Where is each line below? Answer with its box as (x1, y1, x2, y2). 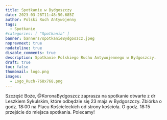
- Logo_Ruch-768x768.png (10, 79, 63, 84)
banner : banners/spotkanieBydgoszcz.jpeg (5, 36, 95, 41)
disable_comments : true (5, 50, 56, 55)
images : (5, 74, 22, 79)
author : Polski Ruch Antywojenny (5, 17, 77, 22)
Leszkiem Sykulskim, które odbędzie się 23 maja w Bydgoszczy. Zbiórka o (5, 98, 162, 104)
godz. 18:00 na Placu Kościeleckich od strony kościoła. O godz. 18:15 (5, 103, 151, 110)
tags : (5, 21, 17, 27)
